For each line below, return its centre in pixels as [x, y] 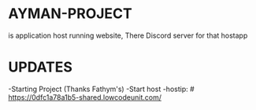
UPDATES [41, 67]
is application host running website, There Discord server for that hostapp [128, 35]
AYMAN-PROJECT [70, 14]
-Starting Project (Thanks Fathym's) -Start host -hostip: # [101, 89]
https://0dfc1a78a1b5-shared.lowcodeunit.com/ [85, 97]
